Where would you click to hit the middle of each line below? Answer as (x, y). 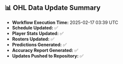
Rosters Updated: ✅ (33, 39)
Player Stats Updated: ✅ (38, 33)
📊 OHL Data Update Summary (53, 8)
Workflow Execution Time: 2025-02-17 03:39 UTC (65, 22)
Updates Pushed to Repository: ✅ (48, 55)
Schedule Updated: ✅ (35, 27)
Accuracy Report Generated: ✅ (45, 50)
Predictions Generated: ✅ (39, 44)
